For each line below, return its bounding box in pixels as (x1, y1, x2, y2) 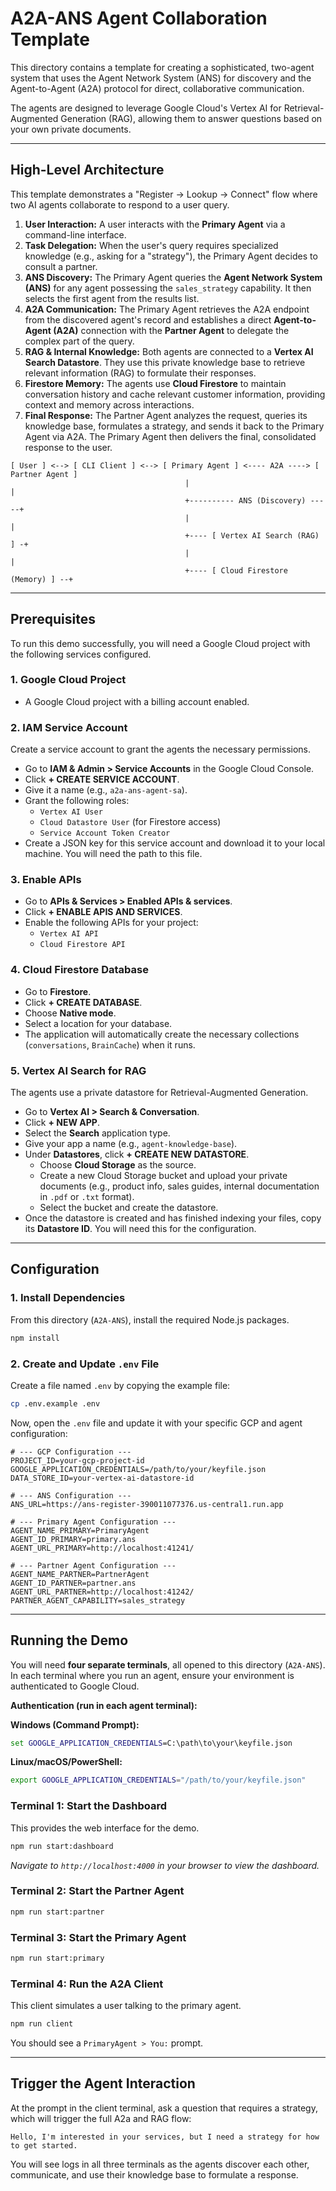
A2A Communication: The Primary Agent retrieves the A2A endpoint (24, 303, 310, 315)
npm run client (10, 2019, 74, 2029)
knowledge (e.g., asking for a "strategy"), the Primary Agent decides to (24, 250, 318, 262)
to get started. (10, 2140, 78, 2151)
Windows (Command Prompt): (10, 1718, 140, 1731)
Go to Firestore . (24, 985, 92, 997)
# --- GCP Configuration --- (10, 1447, 132, 1457)
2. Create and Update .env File (10, 1357, 160, 1371)
